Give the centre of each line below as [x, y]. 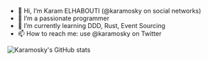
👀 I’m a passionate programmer [64, 18]
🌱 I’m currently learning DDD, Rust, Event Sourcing [91, 26]
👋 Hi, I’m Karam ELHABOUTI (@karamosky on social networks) [109, 11]
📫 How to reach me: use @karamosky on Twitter [89, 34]
